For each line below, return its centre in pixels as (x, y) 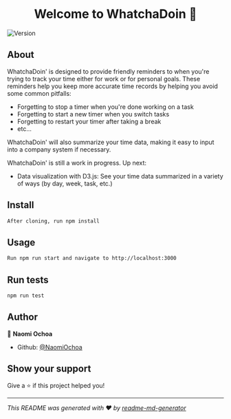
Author (22, 317)
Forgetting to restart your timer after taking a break (89, 121)
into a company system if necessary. (59, 149)
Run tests (28, 279)
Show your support (49, 369)
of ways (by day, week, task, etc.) (65, 183)
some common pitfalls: (39, 93)
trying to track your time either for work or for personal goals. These (104, 79)
